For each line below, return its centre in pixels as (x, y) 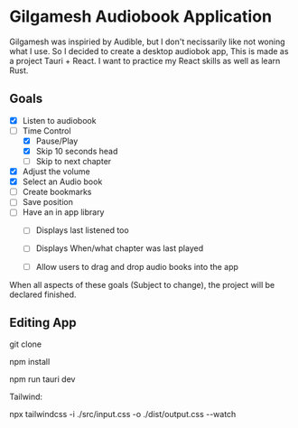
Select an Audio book (62, 181)
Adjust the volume (56, 172)
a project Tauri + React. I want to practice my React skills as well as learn (145, 60)
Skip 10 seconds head (77, 151)
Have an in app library (63, 212)
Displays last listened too (82, 230)
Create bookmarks (57, 192)
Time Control (47, 130)
